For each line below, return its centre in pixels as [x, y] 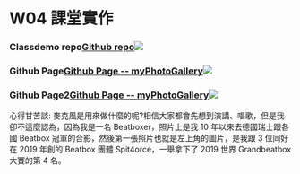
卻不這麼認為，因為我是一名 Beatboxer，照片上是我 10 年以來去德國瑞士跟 [146, 127]
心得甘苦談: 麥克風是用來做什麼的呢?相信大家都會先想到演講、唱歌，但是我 [147, 116]
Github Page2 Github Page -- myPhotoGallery [109, 95]
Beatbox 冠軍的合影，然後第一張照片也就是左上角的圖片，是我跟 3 [141, 138]
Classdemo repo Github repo [72, 48]
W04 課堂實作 [61, 18]
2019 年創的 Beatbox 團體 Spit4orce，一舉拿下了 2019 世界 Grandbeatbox [155, 150]
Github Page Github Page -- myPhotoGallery [106, 71]
